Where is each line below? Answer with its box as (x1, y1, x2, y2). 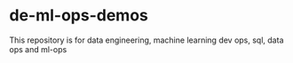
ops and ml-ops (9, 43, 67, 54)
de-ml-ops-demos (9, 5, 149, 26)
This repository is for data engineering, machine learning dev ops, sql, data (9, 35, 284, 45)
